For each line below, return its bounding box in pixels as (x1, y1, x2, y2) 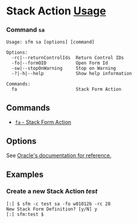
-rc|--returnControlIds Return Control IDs (11, 55, 124, 61)
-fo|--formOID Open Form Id (11, 60, 109, 67)
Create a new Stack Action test (6, 187, 97, 195)
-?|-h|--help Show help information (11, 71, 133, 77)
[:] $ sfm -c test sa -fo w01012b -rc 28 (6, 201, 111, 207)
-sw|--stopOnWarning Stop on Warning (11, 65, 116, 71)
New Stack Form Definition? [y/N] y (6, 206, 97, 212)
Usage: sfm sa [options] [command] (6, 39, 95, 46)
